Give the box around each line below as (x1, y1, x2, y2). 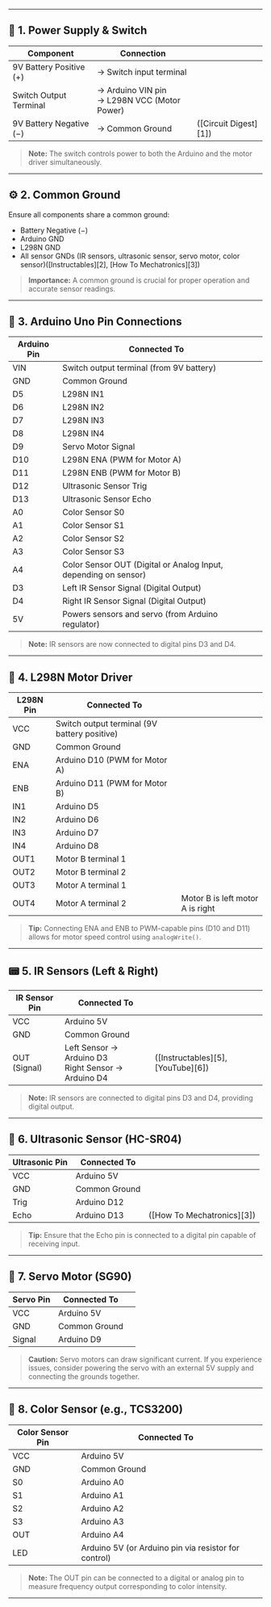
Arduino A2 (81, 1503, 124, 1514)
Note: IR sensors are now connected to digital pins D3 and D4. (27, 640, 236, 649)
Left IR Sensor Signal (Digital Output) (61, 582, 202, 594)
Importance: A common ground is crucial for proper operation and (27, 275, 250, 285)
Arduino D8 (55, 841, 99, 852)
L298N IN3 (61, 415, 105, 426)
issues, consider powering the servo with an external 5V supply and (27, 1362, 254, 1373)
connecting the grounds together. (27, 1371, 140, 1381)
